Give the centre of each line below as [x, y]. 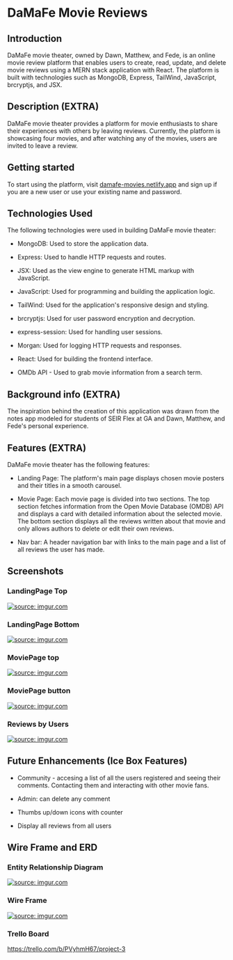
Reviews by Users [38, 724]
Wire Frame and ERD [53, 848]
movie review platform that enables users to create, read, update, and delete [117, 63]
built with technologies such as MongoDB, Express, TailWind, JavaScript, [112, 77]
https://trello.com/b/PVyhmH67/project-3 [66, 949]
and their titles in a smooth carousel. [69, 486]
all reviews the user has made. [61, 550]
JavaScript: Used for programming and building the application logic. [116, 292]
